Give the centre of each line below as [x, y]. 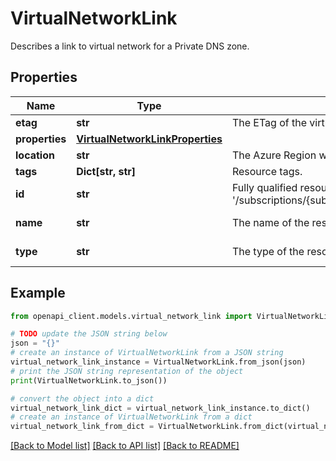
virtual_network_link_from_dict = [82, 427]
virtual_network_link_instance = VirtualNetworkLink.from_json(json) [158, 362]
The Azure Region [274, 155]
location [35, 155]
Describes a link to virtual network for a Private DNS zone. [130, 46]
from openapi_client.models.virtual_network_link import [131, 316]
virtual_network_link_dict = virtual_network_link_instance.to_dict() [160, 408]
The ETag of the [269, 122]
